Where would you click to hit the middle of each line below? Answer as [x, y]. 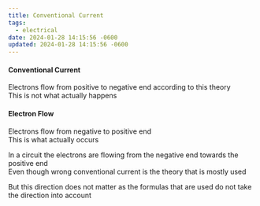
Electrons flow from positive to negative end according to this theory [119, 87]
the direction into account [50, 195]
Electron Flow [31, 113]
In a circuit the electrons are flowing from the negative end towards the [123, 155]
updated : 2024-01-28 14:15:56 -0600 [68, 45]
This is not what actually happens [63, 96]
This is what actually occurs [54, 139]
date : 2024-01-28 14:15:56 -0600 [63, 37]
